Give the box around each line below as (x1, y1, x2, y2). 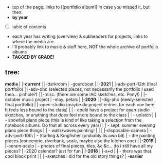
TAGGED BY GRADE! (12, 54, 54, 60)
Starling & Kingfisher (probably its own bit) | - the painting (39, 132, 156, 138)
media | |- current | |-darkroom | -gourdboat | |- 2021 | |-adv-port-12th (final (5, 81, 157, 87)
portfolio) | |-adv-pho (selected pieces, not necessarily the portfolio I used (5, 86, 154, 92)
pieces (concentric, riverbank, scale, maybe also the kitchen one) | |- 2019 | (5, 138, 157, 144)
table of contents (12, 24, 47, 30)
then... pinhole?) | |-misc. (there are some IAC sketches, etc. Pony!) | (5, 91, 143, 97)
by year (12, 15, 28, 20)
